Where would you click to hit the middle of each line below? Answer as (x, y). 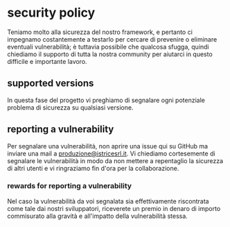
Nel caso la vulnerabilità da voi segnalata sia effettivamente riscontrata (108, 201)
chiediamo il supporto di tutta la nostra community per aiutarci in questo (110, 54)
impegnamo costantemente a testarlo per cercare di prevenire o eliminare (112, 39)
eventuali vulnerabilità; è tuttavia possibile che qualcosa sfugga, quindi (108, 47)
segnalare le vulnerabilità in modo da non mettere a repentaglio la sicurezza (115, 160)
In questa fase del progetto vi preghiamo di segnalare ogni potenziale (106, 100)
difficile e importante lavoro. (47, 61)
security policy (51, 13)
